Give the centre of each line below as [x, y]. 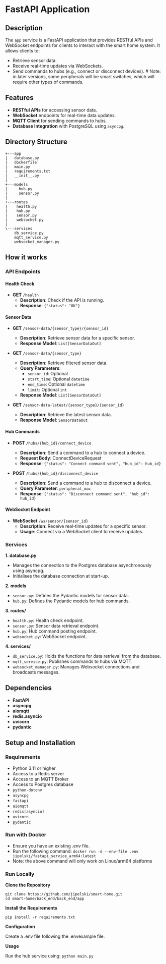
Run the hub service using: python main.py [50, 956]
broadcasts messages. [36, 672]
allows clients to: [23, 51]
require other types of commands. [48, 82]
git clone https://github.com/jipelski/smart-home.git [64, 894]
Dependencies [28, 688]
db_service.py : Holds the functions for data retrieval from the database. [87, 656]
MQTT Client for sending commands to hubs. [60, 121]
